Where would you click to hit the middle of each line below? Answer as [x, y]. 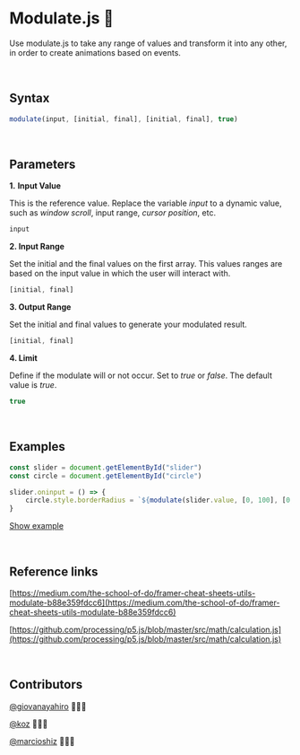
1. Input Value [35, 186]
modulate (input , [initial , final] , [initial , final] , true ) [124, 119]
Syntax [30, 98]
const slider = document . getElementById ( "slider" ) [106, 467]
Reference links [54, 571]
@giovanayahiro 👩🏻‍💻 [48, 706]
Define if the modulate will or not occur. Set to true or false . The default [141, 375]
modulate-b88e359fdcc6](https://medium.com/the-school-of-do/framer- [145, 602]
